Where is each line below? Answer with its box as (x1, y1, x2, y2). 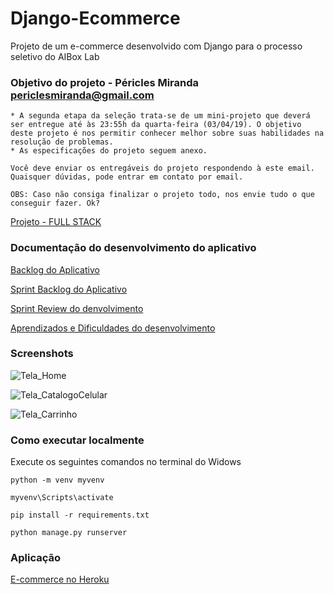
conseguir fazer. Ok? (10, 198, 101, 209)
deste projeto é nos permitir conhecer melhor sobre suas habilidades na (10, 128, 325, 139)
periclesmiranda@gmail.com (10, 88, 155, 102)
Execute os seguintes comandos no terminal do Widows (10, 456, 242, 468)
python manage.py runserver (10, 528, 128, 538)
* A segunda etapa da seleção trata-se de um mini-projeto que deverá (10, 111, 311, 121)
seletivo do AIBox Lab (10, 50, 100, 62)
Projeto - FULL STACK (10, 216, 102, 228)
